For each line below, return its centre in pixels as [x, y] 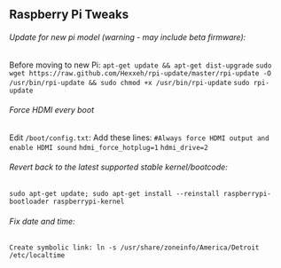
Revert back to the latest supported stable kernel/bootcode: [118, 167]
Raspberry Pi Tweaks [69, 15]
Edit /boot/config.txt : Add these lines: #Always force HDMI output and [139, 138]
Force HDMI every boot [52, 110]
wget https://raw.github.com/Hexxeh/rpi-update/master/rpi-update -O [140, 73]
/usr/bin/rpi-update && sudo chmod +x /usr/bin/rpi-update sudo [129, 83]
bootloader [29, 201]
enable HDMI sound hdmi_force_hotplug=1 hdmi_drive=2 [109, 147]
